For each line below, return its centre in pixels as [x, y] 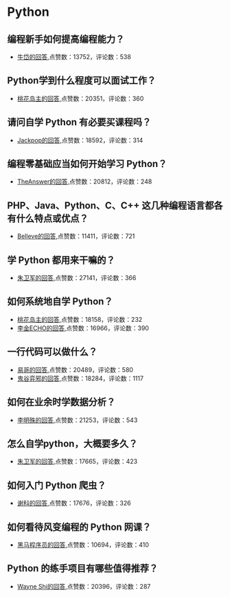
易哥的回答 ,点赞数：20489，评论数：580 [75, 369]
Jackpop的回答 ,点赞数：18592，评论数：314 [80, 140]
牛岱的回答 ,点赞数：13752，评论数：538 [74, 57]
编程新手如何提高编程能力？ [66, 39]
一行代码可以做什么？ [52, 352]
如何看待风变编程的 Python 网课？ [79, 527]
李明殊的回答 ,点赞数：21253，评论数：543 [77, 420]
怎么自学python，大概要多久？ [72, 443]
